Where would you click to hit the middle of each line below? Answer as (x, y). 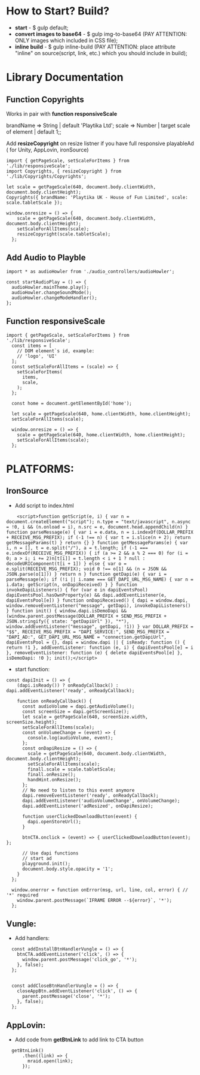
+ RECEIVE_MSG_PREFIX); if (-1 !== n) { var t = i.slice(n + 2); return (99, 537)
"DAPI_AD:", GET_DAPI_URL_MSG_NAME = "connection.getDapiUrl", (87, 637)
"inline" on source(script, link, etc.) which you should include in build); (101, 53)
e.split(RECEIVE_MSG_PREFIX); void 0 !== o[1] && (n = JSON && (87, 569)
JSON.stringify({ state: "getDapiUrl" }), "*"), (68, 621)
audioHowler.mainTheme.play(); (50, 287)
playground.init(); (46, 863)
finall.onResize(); (52, 774)
